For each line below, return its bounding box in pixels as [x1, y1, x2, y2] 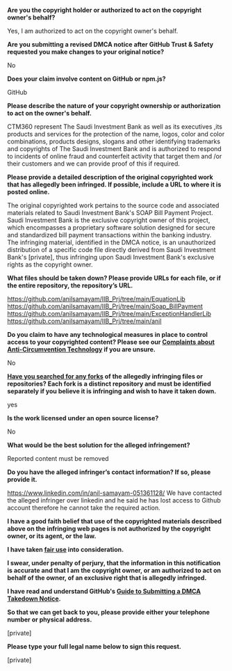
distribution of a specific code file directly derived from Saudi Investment [7, 246, 217, 253]
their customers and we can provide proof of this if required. [7, 159, 181, 168]
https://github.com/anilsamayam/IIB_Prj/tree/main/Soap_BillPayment [7, 302, 204, 310]
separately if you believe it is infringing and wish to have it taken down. [7, 387, 217, 395]
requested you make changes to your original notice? [7, 48, 165, 56]
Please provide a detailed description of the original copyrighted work [7, 173, 213, 181]
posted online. [7, 188, 50, 196]
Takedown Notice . [7, 594, 61, 603]
